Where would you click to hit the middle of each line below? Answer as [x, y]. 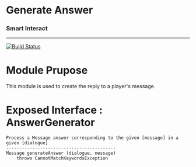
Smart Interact [27, 29]
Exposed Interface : [55, 110]
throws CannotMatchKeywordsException [62, 158]
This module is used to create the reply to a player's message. [81, 86]
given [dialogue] [27, 143]
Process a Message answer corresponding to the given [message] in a [92, 138]
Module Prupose [47, 70]
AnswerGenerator [50, 122]
